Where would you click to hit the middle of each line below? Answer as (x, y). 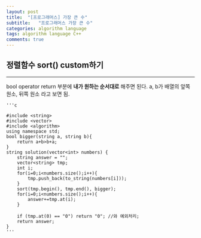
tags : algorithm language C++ (44, 34)
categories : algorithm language (46, 28)
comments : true (25, 39)
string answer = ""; (42, 157)
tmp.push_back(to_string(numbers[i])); (77, 178)
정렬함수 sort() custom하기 (55, 65)
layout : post (22, 12)
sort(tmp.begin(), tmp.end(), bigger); (67, 189)
